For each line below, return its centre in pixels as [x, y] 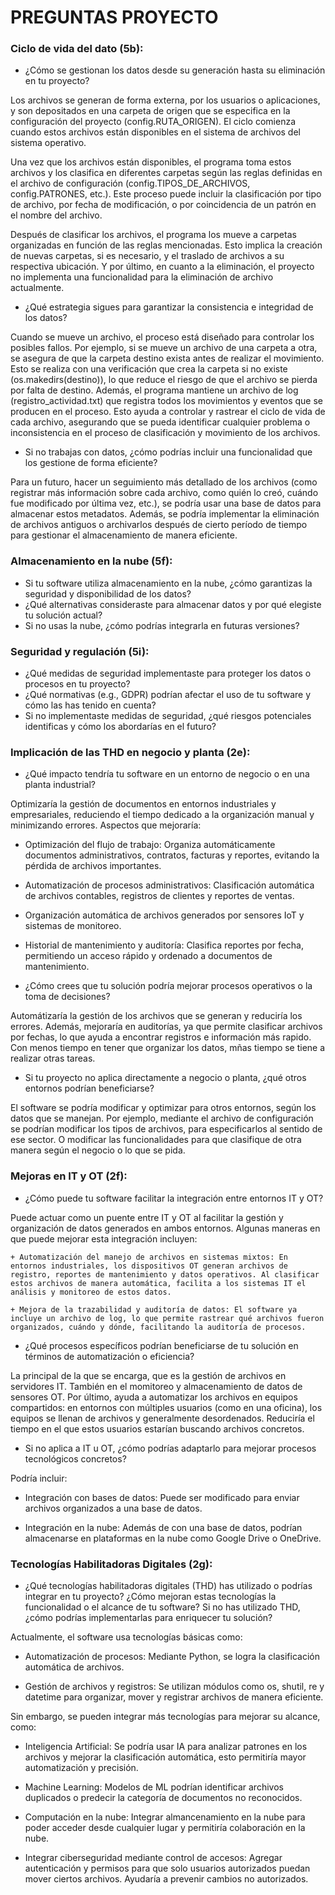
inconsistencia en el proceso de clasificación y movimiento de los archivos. [165, 433]
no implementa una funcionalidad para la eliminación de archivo [142, 277]
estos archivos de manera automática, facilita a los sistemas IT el [158, 1283]
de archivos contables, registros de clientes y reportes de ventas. [159, 896]
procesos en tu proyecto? [77, 684]
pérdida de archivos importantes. [93, 866]
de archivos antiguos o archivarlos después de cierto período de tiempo [159, 525]
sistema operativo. [48, 143]
